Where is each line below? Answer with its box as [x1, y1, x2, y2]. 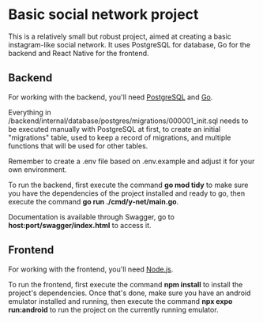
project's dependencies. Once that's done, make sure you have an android [8, 288, 251, 298]
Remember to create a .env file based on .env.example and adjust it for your [8, 156, 255, 166]
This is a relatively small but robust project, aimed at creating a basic [8, 32, 231, 41]
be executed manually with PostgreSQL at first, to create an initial [8, 124, 221, 133]
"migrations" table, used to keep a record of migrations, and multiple [8, 133, 231, 142]
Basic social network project [8, 6, 199, 24]
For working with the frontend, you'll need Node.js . [8, 264, 174, 274]
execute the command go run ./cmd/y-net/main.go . [8, 197, 179, 206]
